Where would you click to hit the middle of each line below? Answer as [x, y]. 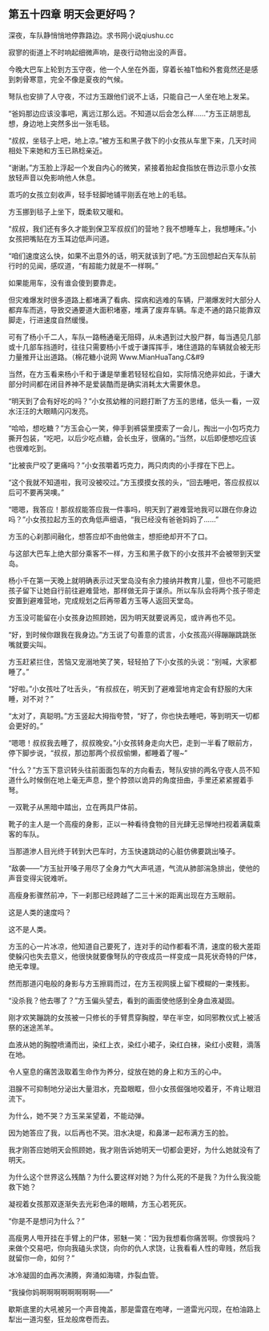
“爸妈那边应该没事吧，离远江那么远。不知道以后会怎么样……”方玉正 [119, 113]
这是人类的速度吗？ [40, 912]
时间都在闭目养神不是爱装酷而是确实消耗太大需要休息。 [113, 384]
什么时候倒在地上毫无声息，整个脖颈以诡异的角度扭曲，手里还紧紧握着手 [134, 779]
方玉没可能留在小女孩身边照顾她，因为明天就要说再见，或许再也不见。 [124, 617]
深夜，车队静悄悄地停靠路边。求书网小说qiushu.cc [91, 35]
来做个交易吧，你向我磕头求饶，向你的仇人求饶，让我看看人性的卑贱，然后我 [134, 1248]
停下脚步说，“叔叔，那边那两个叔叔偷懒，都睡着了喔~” [98, 753]
